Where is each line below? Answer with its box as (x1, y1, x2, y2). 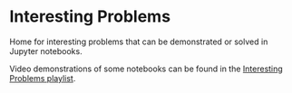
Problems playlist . (9, 72, 76, 83)
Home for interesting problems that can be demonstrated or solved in (9, 36, 268, 47)
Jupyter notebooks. (9, 45, 83, 56)
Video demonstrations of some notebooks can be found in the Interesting (9, 63, 283, 74)
